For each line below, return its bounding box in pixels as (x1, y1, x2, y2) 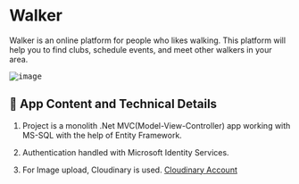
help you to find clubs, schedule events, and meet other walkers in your (9, 44, 272, 54)
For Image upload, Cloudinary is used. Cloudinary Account (21, 164, 238, 175)
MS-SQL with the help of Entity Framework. (21, 130, 183, 140)
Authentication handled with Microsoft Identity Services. (21, 146, 229, 157)
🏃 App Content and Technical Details (9, 96, 217, 112)
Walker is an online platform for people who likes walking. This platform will (9, 35, 287, 46)
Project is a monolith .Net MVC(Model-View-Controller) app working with (21, 120, 291, 130)
